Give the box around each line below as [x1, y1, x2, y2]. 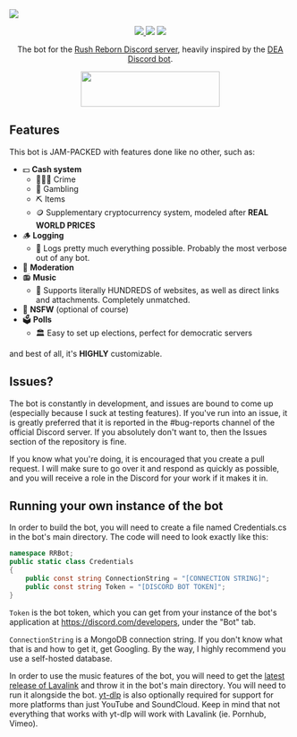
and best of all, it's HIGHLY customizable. [9, 348, 163, 359]
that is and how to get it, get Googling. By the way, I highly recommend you [9, 643, 286, 654]
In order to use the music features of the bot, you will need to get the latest [9, 670, 285, 681]
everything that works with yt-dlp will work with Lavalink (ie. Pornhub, [9, 708, 267, 719]
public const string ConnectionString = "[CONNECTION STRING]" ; [25, 574, 270, 584]
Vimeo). [9, 717, 38, 729]
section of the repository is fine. [9, 436, 127, 447]
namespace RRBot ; [9, 549, 74, 559]
